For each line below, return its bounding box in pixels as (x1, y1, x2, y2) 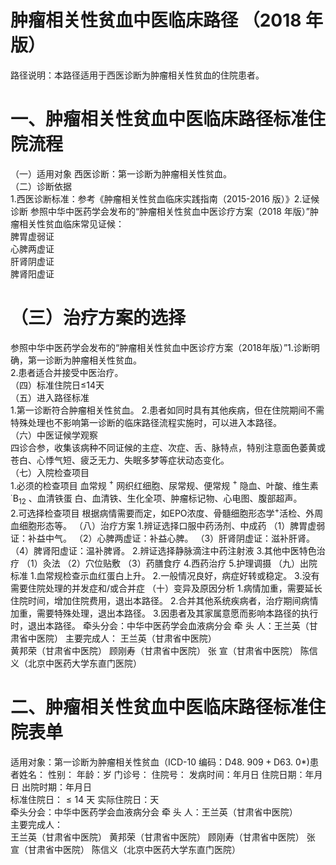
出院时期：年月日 (21, 781, 92, 793)
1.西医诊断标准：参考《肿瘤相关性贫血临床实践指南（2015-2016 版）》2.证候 (10, 192, 320, 205)
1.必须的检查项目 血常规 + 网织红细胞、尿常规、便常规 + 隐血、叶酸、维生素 (10, 477, 319, 491)
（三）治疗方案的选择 (10, 307, 187, 330)
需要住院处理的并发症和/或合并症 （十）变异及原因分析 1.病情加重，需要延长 (10, 582, 323, 594)
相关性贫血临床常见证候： (18, 217, 125, 230)
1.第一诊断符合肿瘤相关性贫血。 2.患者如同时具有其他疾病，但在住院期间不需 (10, 404, 325, 416)
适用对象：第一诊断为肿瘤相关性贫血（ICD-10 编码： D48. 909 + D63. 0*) (10, 756, 310, 768)
